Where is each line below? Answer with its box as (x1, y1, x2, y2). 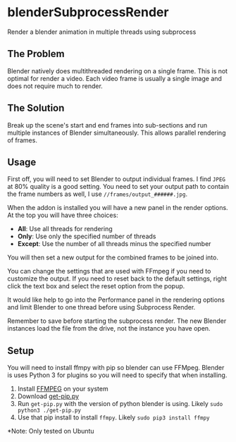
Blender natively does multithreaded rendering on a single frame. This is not (7, 66, 228, 75)
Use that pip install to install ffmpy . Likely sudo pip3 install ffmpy (17, 413, 210, 422)
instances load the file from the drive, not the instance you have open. (7, 324, 211, 333)
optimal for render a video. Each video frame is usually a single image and (7, 74, 222, 82)
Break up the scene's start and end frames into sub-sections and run (7, 121, 208, 129)
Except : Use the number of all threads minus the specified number (17, 240, 211, 248)
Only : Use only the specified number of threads (17, 232, 156, 240)
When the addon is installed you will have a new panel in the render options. (7, 204, 228, 212)
